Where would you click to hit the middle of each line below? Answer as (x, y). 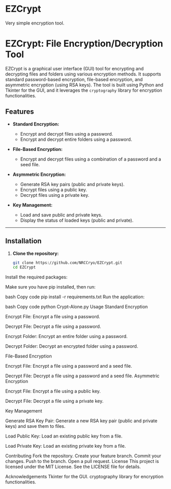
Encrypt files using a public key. (54, 190)
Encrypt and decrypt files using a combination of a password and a (91, 159)
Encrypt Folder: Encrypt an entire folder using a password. (67, 337)
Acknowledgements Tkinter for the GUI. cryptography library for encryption (84, 477)
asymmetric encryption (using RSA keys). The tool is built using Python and (84, 85)
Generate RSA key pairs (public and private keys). (72, 184)
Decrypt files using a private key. (55, 195)
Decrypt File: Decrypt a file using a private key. (54, 401)
